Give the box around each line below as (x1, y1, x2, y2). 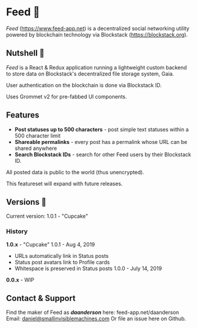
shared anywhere (14, 145, 57, 152)
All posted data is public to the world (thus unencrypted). (6, 168, 145, 176)
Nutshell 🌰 (6, 48, 45, 58)
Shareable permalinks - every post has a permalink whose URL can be (14, 138, 188, 145)
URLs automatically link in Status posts (14, 252, 109, 259)
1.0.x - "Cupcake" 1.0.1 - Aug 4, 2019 (6, 241, 95, 248)
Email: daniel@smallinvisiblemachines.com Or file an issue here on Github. (6, 315, 186, 322)
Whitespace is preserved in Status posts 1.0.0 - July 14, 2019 (14, 265, 162, 272)
